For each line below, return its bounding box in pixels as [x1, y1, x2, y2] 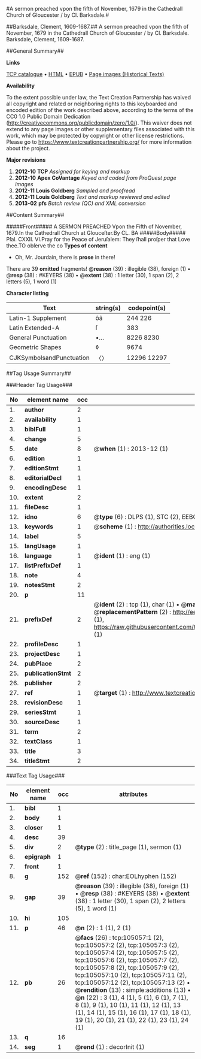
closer [25, 824, 43, 831]
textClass [25, 737, 53, 745]
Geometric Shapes [9, 343, 62, 351]
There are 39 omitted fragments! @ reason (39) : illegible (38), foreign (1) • [6, 265, 191, 272]
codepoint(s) [127, 304, 166, 312]
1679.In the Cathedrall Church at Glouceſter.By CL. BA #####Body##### [6, 229, 186, 236]
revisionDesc [25, 698, 63, 706]
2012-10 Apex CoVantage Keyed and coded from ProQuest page [14, 174, 176, 181]
